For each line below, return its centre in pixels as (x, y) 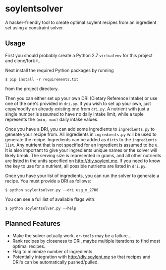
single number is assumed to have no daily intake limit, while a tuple (74, 114)
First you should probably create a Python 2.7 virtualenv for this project (79, 55)
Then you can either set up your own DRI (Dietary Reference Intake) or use (81, 98)
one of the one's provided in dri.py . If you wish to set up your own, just (78, 103)
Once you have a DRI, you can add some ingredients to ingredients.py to (80, 129)
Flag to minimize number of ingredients (52, 251)
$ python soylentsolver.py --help (41, 208)
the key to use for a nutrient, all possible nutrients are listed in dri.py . (76, 166)
